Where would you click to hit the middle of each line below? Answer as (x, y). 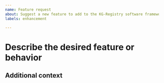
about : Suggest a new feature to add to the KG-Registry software (74, 14)
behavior (24, 57)
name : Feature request (28, 10)
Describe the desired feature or (70, 47)
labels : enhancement (26, 19)
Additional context (34, 75)
